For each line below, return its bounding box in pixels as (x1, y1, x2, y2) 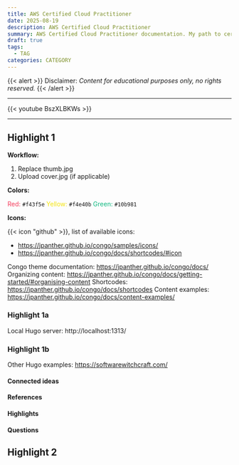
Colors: (7, 186, 30, 194)
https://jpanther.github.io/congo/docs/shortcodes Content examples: (7, 285, 210, 293)
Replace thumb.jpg (17, 164, 73, 173)
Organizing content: (7, 270, 65, 278)
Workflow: (7, 150, 39, 159)
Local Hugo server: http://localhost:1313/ (7, 326, 127, 335)
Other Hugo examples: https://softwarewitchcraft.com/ (7, 360, 169, 369)
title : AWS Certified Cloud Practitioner (7, 10, 132, 18)
